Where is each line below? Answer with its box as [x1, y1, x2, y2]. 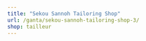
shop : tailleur [7, 23, 52, 30]
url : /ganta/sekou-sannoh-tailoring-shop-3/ [7, 17, 140, 24]
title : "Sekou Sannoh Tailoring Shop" [7, 10, 121, 17]
